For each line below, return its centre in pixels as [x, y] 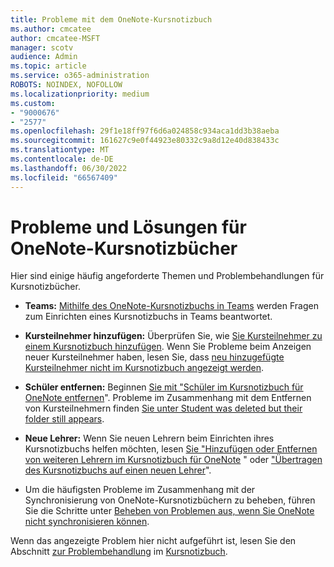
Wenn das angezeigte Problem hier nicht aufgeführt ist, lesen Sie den [153, 541]
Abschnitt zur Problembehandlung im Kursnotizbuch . [119, 552]
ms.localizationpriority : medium [80, 94]
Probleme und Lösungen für [128, 227]
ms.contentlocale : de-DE [62, 159]
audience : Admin [44, 57]
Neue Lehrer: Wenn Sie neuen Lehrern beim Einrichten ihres [149, 438]
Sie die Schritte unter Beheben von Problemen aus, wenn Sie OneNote [169, 511]
